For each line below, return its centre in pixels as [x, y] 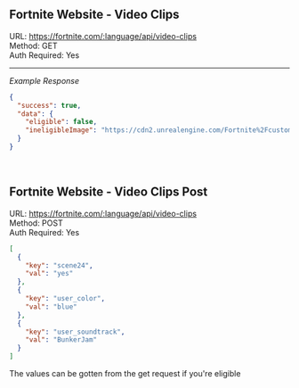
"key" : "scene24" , [59, 265]
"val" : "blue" [51, 307]
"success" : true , [49, 105]
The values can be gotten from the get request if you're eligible [125, 373]
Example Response [44, 80]
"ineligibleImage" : [61, 130]
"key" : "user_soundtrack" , [75, 332]
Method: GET [33, 45]
